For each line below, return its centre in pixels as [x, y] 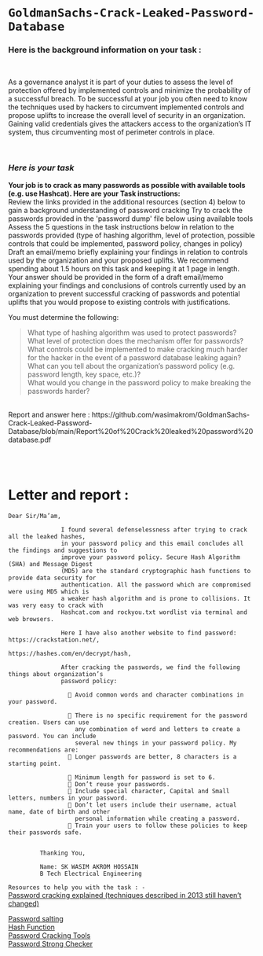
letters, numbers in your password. [68, 798]
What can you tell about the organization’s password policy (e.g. [131, 366]
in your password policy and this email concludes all [152, 543]
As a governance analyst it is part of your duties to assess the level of [121, 82]
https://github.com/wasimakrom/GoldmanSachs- [170, 414]
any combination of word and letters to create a [158, 729]
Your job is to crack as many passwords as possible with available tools [127, 185]
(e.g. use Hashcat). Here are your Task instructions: [94, 193]
